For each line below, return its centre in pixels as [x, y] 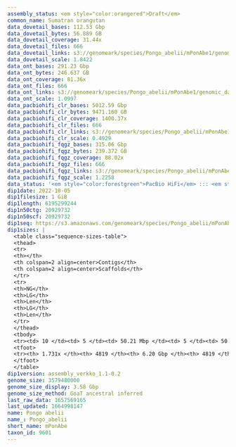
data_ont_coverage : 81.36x [47, 79]
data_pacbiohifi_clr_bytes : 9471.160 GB [67, 112]
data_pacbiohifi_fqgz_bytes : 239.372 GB [67, 151]
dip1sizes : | [26, 229]
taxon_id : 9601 [29, 433]
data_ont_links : [31, 92]
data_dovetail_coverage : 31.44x [54, 40]
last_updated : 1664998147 [45, 407]
